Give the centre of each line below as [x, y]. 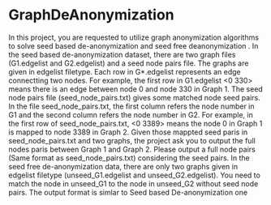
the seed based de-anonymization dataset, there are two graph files [122, 54]
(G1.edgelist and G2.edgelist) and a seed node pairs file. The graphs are [129, 63]
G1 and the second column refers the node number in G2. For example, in [131, 114]
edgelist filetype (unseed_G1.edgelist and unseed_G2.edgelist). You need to [135, 175]
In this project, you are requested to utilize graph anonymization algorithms [134, 37]
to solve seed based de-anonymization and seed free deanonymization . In [133, 45]
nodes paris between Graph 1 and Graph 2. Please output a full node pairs [132, 149]
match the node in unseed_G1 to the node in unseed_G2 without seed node [133, 183]
